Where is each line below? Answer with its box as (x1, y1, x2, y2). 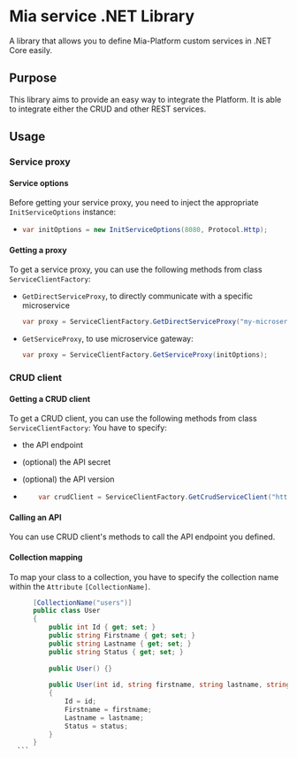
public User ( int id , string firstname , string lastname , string (48, 680, 291, 690)
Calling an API (9, 512, 62, 522)
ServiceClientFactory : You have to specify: (9, 422, 168, 433)
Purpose (9, 71, 57, 86)
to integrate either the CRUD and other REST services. (9, 104, 207, 114)
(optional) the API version (21, 474, 115, 484)
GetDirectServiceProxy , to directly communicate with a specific (21, 290, 254, 302)
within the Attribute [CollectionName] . (9, 581, 151, 592)
